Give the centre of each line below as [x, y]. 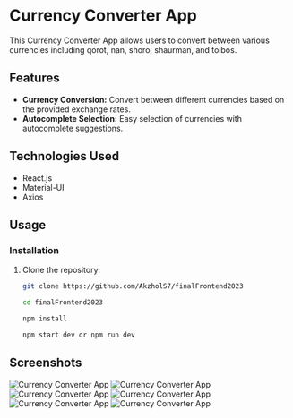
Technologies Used [64, 156]
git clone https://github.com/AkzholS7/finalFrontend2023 [133, 286]
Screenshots [46, 363]
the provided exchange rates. [77, 109]
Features [34, 78]
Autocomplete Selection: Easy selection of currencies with [132, 118]
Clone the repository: [61, 270]
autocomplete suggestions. [73, 128]
